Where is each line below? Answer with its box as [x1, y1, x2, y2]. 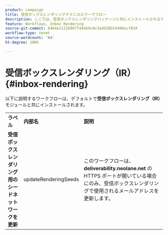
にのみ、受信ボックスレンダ [83, 179, 149, 186]
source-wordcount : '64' [5, 35, 55, 40]
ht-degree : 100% [5, 40, 39, 45]
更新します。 [83, 194, 114, 201]
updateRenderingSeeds [23, 175, 79, 182]
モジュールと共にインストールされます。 [5, 101, 88, 107]
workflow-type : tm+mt [5, 30, 50, 35]
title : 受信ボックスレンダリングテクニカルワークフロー [5, 12, 106, 17]
